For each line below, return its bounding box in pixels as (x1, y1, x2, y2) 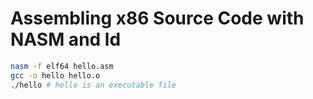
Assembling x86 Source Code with (10, 7, 305, 30)
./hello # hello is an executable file (10, 80, 177, 90)
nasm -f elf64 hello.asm (10, 61, 114, 71)
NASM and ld (10, 28, 122, 51)
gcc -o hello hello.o (10, 70, 101, 81)
